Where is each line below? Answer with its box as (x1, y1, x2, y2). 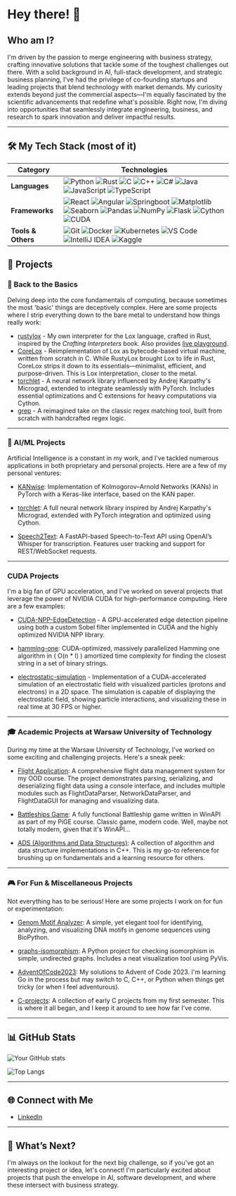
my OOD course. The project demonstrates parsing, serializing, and (17, 774, 213, 783)
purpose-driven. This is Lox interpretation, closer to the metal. (17, 369, 198, 377)
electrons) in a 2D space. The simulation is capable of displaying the (17, 688, 216, 696)
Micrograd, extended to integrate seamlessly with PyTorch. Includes (17, 384, 215, 392)
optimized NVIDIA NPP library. (17, 630, 105, 639)
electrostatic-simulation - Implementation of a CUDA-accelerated (17, 672, 206, 681)
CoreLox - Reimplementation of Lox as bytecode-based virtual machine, (17, 346, 227, 355)
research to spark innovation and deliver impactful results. (7, 112, 176, 121)
